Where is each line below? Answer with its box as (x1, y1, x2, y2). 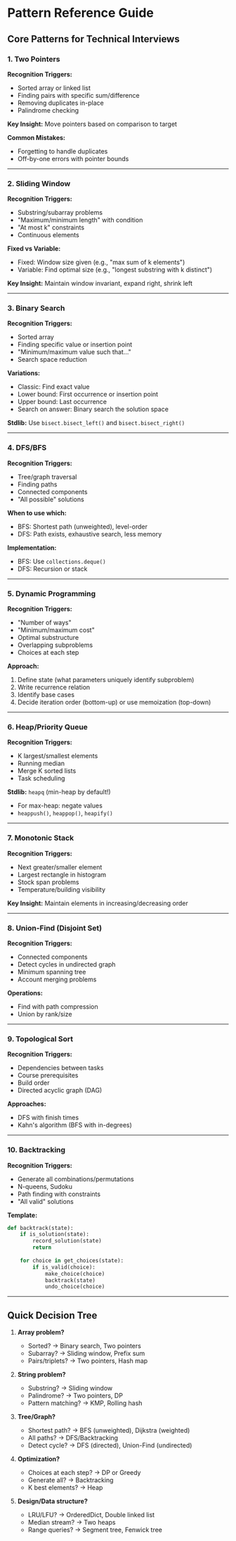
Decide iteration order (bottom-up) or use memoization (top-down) (17, 698, 211, 707)
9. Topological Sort (7, 1033, 74, 1043)
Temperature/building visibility (17, 885, 106, 893)
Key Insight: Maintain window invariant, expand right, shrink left (7, 279, 193, 288)
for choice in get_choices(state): (20, 1257, 124, 1264)
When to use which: (7, 508, 67, 517)
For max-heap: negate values (17, 801, 103, 810)
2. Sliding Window (7, 178, 71, 188)
